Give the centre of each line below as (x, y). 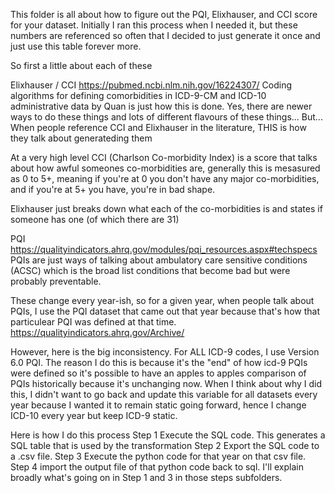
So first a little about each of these (81, 65)
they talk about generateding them (81, 138)
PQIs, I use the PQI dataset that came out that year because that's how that (165, 311)
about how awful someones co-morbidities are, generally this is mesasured (165, 168)
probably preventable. (56, 281)
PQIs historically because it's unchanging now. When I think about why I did (166, 383)
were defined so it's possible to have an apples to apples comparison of (158, 373)
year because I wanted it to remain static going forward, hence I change (158, 405)
